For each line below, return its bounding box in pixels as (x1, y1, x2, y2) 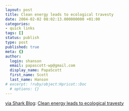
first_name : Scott (10, 72, 49, 77)
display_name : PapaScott (10, 68, 62, 73)
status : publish (5, 35, 39, 40)
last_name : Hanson (10, 77, 49, 82)
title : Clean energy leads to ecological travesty (5, 12, 114, 17)
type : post (5, 40, 28, 45)
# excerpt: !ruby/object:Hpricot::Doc (5, 81, 87, 86)
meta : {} (5, 49, 24, 54)
